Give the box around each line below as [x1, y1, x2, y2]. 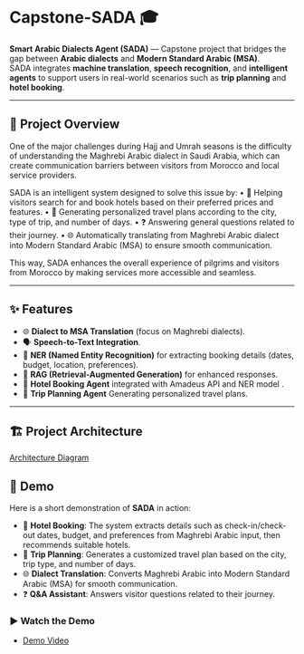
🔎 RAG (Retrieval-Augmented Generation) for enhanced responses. [22, 369, 279, 380]
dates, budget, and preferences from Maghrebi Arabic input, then [36, 530, 280, 541]
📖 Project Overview [9, 117, 120, 132]
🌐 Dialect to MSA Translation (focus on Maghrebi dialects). [22, 325, 246, 336]
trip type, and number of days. [22, 559, 137, 570]
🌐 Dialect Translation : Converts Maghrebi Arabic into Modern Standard [22, 568, 290, 580]
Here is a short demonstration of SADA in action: [9, 503, 192, 514]
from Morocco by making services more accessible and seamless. [9, 266, 257, 277]
